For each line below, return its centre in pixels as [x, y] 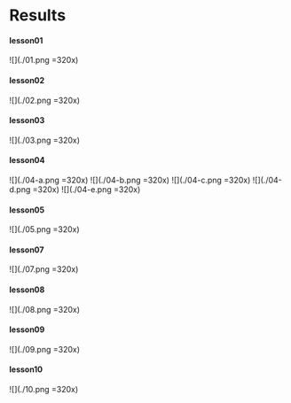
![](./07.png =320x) [44, 269]
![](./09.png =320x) [45, 349]
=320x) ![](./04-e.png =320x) [87, 190]
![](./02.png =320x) [45, 100]
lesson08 [27, 290]
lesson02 [27, 80]
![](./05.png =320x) [44, 229]
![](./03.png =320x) [45, 140]
